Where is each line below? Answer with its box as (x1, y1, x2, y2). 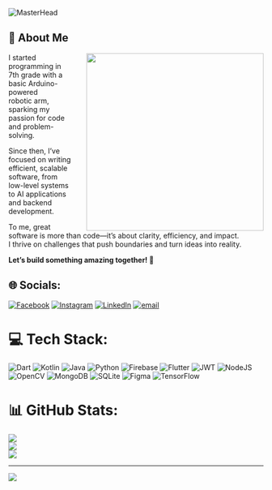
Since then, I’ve (8, 146, 61, 156)
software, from (8, 171, 58, 182)
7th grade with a (8, 70, 63, 80)
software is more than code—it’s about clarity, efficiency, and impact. (8, 230, 240, 240)
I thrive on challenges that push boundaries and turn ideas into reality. (8, 239, 242, 249)
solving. (8, 130, 35, 140)
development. (8, 206, 54, 216)
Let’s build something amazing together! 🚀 (8, 255, 155, 264)
